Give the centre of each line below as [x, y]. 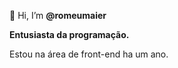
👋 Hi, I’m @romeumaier [58, 15]
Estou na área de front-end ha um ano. [89, 54]
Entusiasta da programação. [69, 34]
